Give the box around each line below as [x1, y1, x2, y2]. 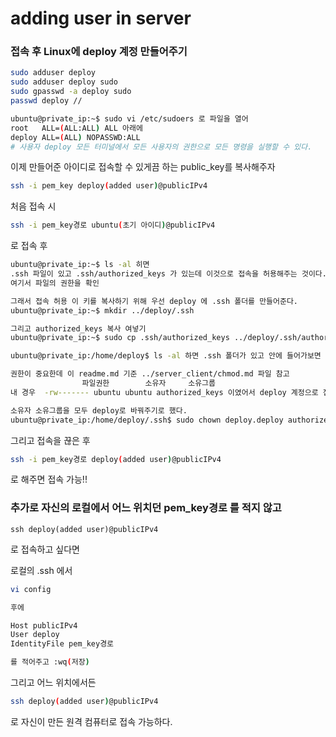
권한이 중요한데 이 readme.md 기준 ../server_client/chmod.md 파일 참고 [10, 369, 290, 379]
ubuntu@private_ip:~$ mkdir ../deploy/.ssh [10, 305, 195, 316]
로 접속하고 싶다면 [10, 543, 80, 555]
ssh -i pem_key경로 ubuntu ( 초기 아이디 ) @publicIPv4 [10, 220, 216, 231]
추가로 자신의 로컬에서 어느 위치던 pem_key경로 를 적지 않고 [10, 501, 282, 515]
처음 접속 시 [10, 200, 57, 212]
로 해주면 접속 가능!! [10, 473, 88, 486]
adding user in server [10, 7, 192, 30]
